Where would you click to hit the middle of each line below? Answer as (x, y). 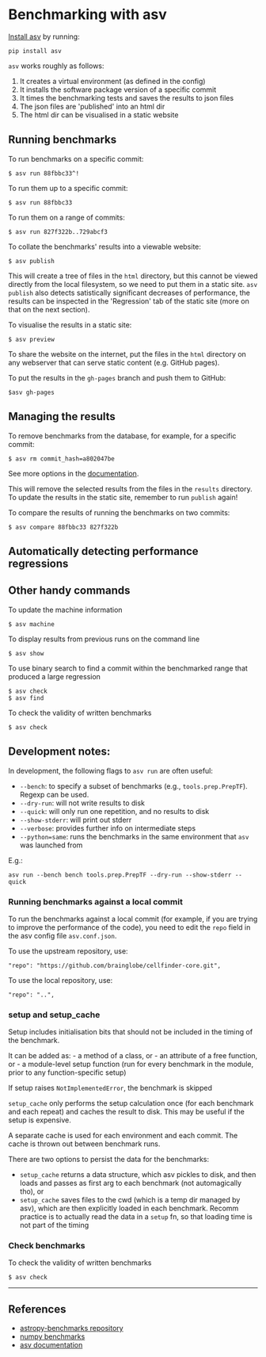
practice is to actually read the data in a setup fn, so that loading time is (136, 1217)
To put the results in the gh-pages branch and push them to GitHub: (117, 377)
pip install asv (35, 51)
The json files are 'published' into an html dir (92, 106)
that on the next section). (49, 309)
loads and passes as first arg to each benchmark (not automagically (131, 1183)
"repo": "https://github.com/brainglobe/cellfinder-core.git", (115, 965)
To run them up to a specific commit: (68, 188)
